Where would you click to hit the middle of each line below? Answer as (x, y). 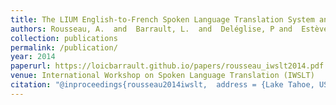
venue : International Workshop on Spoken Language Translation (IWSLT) (162, 76)
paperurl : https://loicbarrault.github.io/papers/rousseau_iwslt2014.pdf (167, 66)
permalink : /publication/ (64, 47)
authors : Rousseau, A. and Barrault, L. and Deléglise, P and (151, 29)
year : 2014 (33, 57)
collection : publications (64, 38)
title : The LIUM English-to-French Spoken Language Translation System (162, 19)
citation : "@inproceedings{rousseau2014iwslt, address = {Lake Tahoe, (162, 85)
